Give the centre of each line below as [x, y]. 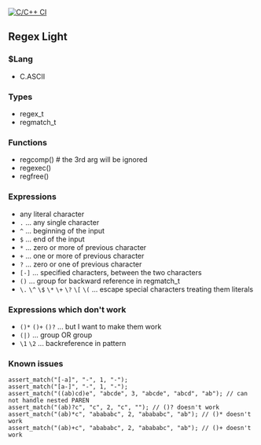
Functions [28, 142]
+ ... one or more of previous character [82, 256]
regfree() [34, 176]
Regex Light [38, 37]
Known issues [36, 363]
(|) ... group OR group [56, 335]
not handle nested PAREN [49, 401]
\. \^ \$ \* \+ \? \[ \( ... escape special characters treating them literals [136, 289]
